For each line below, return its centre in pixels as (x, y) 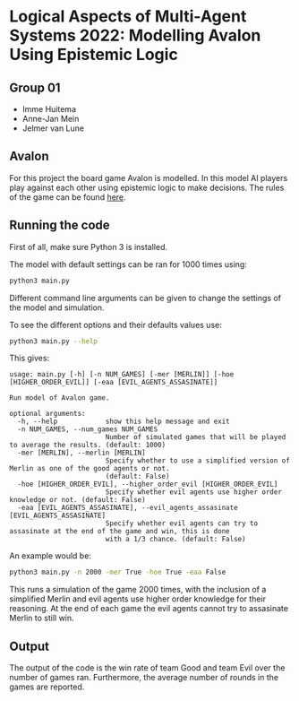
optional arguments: (48, 414)
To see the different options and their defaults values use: (115, 325)
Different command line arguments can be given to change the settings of (145, 298)
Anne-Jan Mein (51, 119)
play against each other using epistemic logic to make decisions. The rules (147, 187)
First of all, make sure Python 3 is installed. (89, 247)
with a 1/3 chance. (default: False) (175, 540)
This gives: (30, 358)
